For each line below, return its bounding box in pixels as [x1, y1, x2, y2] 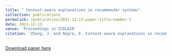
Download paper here [5, 45, 51, 51]
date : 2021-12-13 [5, 21, 42, 27]
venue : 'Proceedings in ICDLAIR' [5, 26, 77, 32]
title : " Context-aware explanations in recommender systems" [5, 7, 141, 13]
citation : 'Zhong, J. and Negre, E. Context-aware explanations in [5, 31, 153, 36]
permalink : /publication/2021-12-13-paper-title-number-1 [5, 17, 132, 22]
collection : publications [5, 12, 60, 17]
